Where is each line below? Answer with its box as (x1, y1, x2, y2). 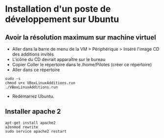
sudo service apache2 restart (5, 129, 67, 134)
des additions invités (12, 51, 54, 57)
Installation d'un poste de (5, 3, 111, 15)
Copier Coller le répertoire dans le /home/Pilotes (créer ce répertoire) (12, 62, 152, 67)
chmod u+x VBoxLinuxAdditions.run (5, 80, 76, 85)
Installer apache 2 (5, 107, 61, 116)
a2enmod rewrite (5, 124, 38, 130)
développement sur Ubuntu (5, 14, 119, 25)
